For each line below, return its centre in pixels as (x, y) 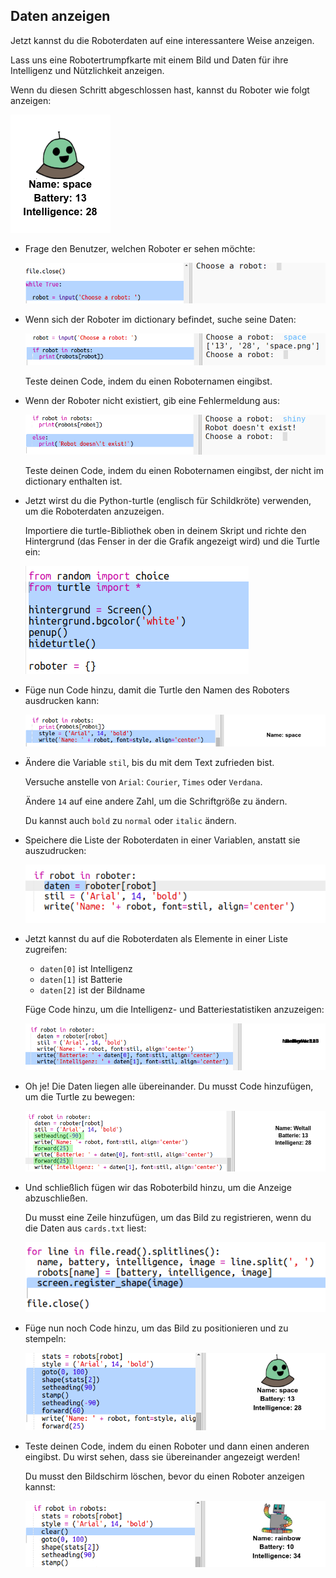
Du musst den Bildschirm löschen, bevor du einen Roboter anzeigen (164, 1476)
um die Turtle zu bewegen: (80, 1097)
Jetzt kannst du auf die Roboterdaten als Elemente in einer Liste (156, 938)
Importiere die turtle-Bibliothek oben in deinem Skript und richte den (165, 530)
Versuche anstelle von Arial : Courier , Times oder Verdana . (143, 781)
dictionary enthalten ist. (73, 481)
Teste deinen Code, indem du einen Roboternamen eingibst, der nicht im (174, 470)
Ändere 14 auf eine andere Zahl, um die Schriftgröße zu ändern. (156, 801)
